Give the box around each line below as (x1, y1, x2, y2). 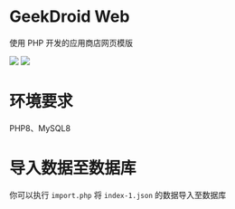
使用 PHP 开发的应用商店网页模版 (9, 37, 134, 48)
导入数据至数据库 (9, 158, 137, 178)
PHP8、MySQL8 (9, 122, 70, 133)
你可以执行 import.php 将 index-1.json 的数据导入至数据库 (9, 189, 227, 200)
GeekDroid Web (9, 6, 130, 27)
